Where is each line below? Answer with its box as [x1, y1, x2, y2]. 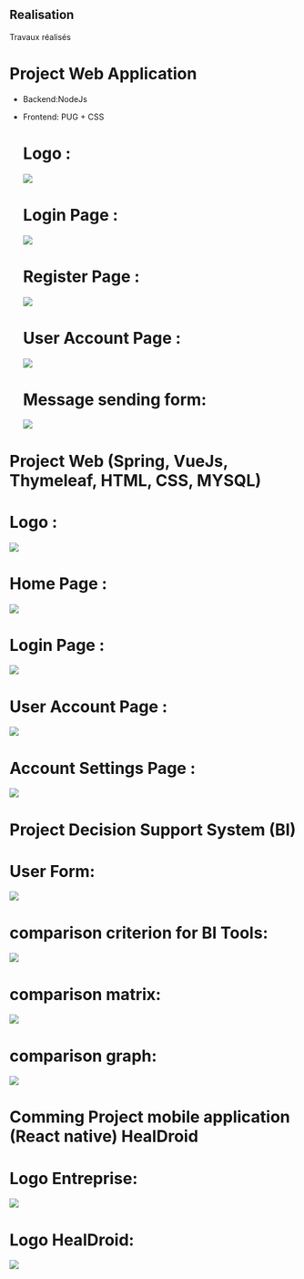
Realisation [9, 7, 75, 23]
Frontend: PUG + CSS [22, 111, 105, 122]
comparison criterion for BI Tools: [9, 923, 269, 943]
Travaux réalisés [9, 31, 71, 42]
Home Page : [9, 573, 107, 593]
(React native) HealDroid [9, 1126, 198, 1147]
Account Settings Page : [9, 758, 196, 779]
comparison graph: [9, 1046, 157, 1066]
